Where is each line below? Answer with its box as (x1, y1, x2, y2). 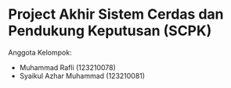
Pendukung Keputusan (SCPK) (8, 22, 212, 40)
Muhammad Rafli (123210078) (19, 62, 116, 72)
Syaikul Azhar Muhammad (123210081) (19, 71, 146, 80)
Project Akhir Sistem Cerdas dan (8, 5, 224, 23)
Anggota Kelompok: (8, 48, 72, 57)
